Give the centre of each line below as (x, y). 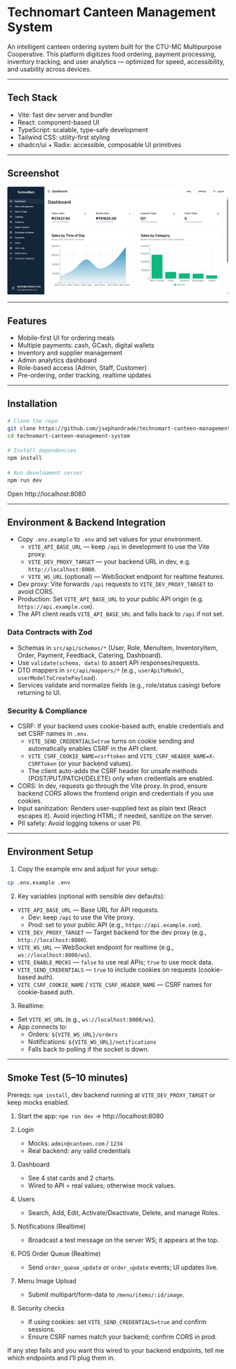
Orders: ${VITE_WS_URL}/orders (73, 1034)
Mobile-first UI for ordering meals (66, 338)
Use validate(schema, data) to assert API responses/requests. (109, 663)
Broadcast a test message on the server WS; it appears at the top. (123, 1240)
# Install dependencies (42, 451)
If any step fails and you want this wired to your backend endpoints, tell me (116, 1350)
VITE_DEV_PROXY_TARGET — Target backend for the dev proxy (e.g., (112, 932)
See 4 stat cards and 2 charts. (72, 1178)
